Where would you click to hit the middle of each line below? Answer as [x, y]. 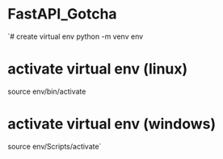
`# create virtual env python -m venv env [76, 36]
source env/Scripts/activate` [55, 146]
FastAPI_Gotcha [63, 14]
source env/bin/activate [47, 91]
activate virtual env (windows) [112, 124]
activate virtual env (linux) [98, 69]
